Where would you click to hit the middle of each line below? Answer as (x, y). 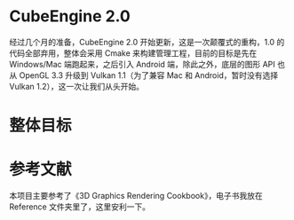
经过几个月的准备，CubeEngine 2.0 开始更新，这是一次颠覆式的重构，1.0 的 (147, 42)
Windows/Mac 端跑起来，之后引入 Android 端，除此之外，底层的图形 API (142, 64)
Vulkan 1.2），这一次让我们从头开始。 (77, 86)
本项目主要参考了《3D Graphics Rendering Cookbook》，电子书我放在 (136, 196)
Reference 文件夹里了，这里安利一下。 (80, 207)
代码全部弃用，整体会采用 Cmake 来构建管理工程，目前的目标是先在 (133, 53)
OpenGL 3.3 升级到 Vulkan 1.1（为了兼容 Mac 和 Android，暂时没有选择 (148, 75)
